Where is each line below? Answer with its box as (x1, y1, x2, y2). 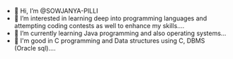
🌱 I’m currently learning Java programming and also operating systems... (13, 29, 227, 37)
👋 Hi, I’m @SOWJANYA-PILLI (13, 7, 98, 15)
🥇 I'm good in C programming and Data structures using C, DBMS (13, 37, 205, 45)
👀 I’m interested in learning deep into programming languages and (13, 14, 208, 22)
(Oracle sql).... (13, 44, 56, 52)
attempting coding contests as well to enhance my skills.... (13, 22, 185, 29)
